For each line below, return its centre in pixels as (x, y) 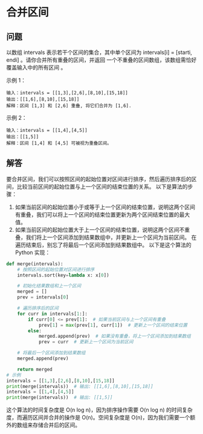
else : (35, 330)
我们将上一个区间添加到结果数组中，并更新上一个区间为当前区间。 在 (111, 237)
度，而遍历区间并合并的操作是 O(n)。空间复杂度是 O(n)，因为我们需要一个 (98, 418)
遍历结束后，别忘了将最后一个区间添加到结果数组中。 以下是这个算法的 (103, 245)
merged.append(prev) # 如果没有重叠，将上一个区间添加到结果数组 (115, 337)
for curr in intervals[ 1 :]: (52, 314)
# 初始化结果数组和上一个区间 (49, 286)
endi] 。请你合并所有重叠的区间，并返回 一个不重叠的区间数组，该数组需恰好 (101, 60)
